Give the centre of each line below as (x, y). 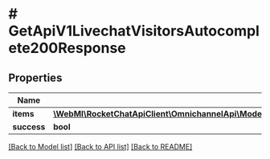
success (29, 127)
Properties (35, 77)
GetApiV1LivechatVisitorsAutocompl (134, 31)
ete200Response (67, 48)
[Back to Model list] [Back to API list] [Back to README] (100, 147)
